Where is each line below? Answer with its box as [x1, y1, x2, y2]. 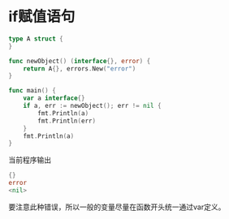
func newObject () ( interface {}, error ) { [8, 57, 151, 65]
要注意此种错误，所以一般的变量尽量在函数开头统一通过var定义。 [8, 202, 226, 212]
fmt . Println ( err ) [37, 117, 96, 125]
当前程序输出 [8, 155, 51, 165]
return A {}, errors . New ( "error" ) [23, 64, 136, 73]
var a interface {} [23, 94, 85, 102]
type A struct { [8, 34, 63, 43]
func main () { [8, 87, 57, 95]
